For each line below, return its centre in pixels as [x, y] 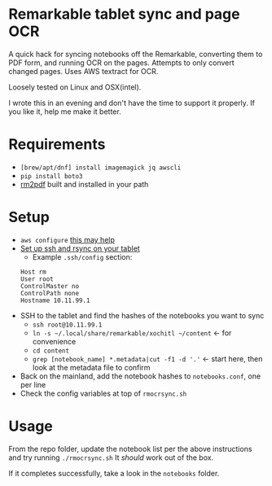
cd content [51, 351]
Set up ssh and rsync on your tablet [80, 248]
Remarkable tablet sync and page [124, 14]
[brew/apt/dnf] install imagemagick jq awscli [101, 168]
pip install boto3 [51, 176]
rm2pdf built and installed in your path [84, 184]
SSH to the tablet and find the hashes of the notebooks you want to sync [142, 315]
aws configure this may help [68, 239]
